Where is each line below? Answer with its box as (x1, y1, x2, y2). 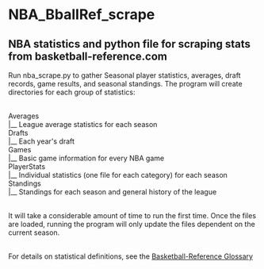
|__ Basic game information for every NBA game (8, 153, 165, 163)
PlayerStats (8, 162, 46, 171)
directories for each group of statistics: (8, 87, 136, 97)
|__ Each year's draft (8, 136, 75, 146)
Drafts (8, 129, 29, 137)
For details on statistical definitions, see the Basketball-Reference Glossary (8, 252, 254, 261)
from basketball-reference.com (8, 49, 168, 63)
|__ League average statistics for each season (8, 120, 158, 129)
